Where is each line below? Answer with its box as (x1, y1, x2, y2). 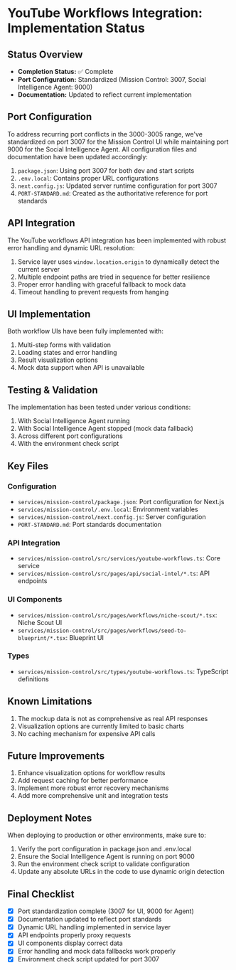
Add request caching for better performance (17, 777, 149, 785)
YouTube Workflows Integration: (7, 5, 203, 21)
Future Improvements (7, 750, 105, 762)
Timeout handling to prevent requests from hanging (17, 287, 169, 296)
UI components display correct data (17, 939, 123, 947)
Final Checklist (7, 888, 75, 900)
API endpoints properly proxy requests (17, 931, 132, 939)
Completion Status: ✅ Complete (17, 68, 114, 75)
